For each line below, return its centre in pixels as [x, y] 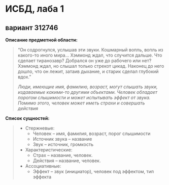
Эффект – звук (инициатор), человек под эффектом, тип [93, 171]
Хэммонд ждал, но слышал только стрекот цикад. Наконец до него [91, 66]
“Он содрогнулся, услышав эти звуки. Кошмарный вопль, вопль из [90, 50]
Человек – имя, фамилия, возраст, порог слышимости [92, 134]
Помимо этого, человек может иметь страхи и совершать [81, 103]
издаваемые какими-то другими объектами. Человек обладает [88, 92]
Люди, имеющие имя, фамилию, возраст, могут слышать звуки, [88, 87]
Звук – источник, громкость [63, 144]
